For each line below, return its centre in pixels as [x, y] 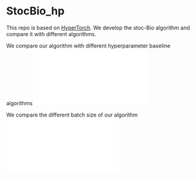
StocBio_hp [35, 11]
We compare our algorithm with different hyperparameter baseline [88, 46]
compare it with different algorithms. [51, 34]
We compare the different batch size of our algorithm [72, 115]
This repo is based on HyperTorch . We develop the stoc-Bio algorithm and [98, 28]
